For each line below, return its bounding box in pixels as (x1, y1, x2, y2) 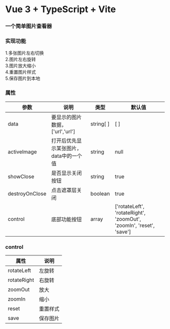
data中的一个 (51, 152, 82, 159)
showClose (8, 173, 34, 180)
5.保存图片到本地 (5, 75, 40, 82)
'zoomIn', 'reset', (114, 222, 155, 229)
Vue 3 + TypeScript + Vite (5, 4, 116, 15)
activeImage (8, 148, 37, 155)
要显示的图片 (51, 113, 82, 120)
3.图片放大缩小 (5, 62, 36, 69)
